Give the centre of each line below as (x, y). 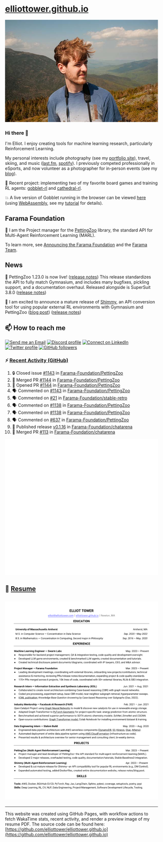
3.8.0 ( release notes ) (26, 292)
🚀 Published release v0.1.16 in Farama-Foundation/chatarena (72, 427)
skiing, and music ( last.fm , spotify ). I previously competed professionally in (80, 163)
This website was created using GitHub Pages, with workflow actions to (77, 814)
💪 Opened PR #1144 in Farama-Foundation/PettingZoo (66, 385)
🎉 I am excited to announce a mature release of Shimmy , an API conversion (80, 302)
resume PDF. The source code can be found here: (55, 824)
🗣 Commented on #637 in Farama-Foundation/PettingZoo (71, 420)
